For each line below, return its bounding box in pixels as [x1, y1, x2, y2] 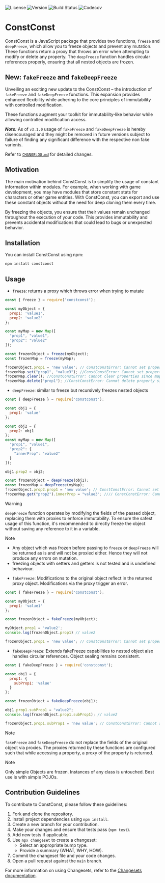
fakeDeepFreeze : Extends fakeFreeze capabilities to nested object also [12, 648, 154, 654]
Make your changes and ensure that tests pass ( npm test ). [12, 827, 131, 832]
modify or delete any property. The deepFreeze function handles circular [5, 54, 151, 59]
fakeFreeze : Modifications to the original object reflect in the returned [12, 575, 153, 581]
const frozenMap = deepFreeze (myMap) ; [5, 483, 84, 488]
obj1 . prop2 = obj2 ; [5, 469, 45, 474]
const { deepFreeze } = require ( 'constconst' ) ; [5, 397, 105, 402]
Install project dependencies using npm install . [12, 816, 109, 822]
